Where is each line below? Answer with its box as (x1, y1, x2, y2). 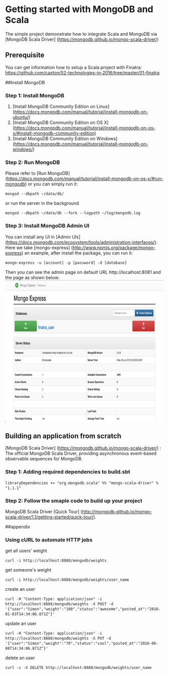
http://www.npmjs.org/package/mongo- (72, 244, 156, 251)
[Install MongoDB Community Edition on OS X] (12, 119, 109, 126)
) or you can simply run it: (25, 181, 78, 187)
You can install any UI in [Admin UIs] (5, 233, 80, 240)
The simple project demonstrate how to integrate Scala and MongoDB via (5, 31, 157, 37)
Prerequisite (5, 51, 45, 59)
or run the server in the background (5, 200, 79, 206)
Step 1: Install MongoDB (5, 92, 64, 99)
